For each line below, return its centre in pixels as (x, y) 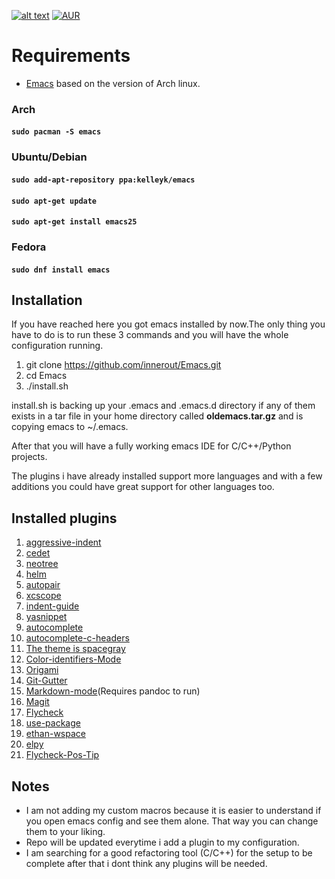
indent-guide (52, 606)
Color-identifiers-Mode (73, 659)
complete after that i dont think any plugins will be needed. (146, 864)
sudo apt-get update (54, 201)
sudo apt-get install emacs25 (74, 222)
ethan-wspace (55, 734)
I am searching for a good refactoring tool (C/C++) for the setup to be (169, 853)
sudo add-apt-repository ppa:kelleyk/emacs (103, 180)
